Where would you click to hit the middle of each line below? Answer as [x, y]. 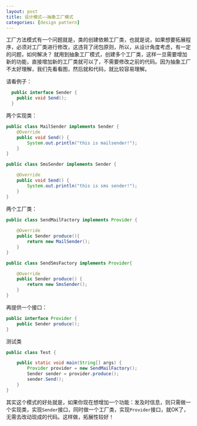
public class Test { [31, 352]
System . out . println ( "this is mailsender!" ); [82, 143]
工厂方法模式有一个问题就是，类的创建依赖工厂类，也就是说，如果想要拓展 [96, 40]
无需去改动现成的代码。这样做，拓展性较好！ [60, 417]
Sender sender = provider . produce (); [73, 374]
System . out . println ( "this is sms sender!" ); [82, 186]
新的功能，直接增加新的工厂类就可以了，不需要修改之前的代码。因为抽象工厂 [98, 62]
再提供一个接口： [27, 307]
